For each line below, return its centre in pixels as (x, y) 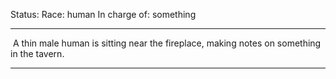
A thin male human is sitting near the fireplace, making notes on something (167, 43)
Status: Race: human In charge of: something (103, 14)
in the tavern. (37, 53)
